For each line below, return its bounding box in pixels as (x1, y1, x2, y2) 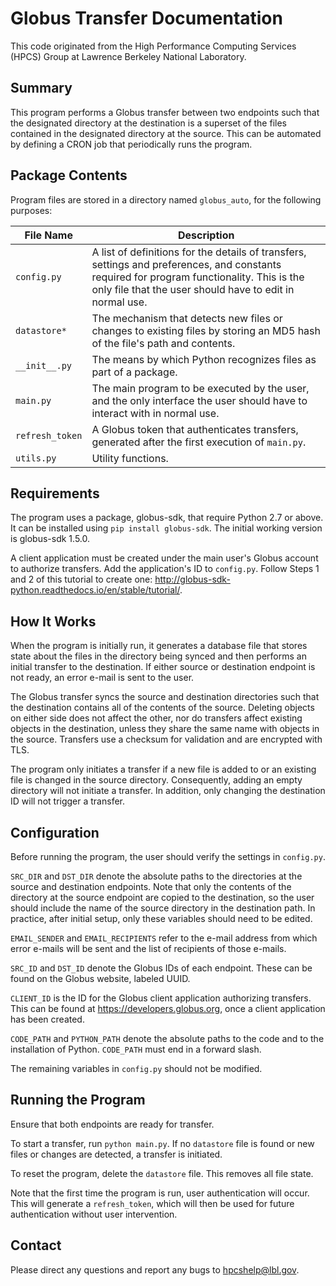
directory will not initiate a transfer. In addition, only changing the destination (10, 785, 326, 797)
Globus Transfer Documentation (10, 7, 283, 30)
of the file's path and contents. (91, 336, 236, 350)
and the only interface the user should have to (91, 393, 308, 407)
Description (177, 228, 235, 242)
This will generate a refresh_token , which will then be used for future (10, 1197, 295, 1209)
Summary (10, 80, 73, 97)
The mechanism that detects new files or (91, 311, 283, 325)
